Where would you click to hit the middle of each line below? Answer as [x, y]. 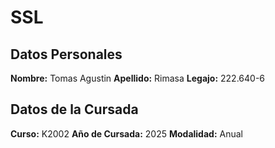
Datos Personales [66, 54]
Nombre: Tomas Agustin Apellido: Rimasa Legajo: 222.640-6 [138, 78]
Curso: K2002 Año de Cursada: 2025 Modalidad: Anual [126, 133]
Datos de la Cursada [74, 109]
